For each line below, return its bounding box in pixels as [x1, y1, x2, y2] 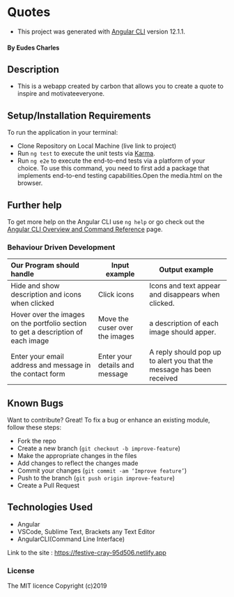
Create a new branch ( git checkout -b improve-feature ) [17, 444, 181, 452]
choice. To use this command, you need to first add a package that [17, 164, 210, 172]
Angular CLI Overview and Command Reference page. [7, 225, 163, 233]
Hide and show [10, 281, 61, 290]
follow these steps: [7, 423, 61, 432]
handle [10, 270, 35, 279]
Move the [97, 314, 129, 324]
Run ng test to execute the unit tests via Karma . [17, 149, 155, 158]
